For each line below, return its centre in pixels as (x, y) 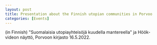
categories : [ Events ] (27, 18)
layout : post (18, 9)
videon (12, 37)
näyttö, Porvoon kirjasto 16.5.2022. (55, 37)
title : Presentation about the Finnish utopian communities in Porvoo (79, 14)
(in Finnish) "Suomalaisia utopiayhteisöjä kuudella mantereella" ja (71, 32)
